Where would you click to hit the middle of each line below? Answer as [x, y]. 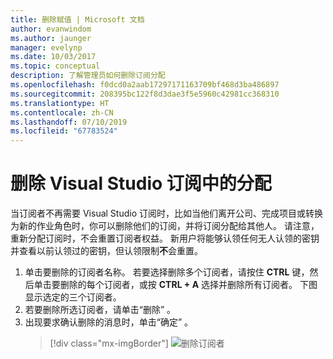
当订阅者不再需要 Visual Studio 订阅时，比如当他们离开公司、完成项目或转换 [166, 213]
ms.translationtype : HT [60, 103]
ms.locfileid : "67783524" [64, 131]
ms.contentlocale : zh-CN [62, 112]
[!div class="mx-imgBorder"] [109, 343]
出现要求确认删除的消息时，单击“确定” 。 [109, 322]
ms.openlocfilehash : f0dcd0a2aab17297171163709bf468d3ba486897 [145, 85]
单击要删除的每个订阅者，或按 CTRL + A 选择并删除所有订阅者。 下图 [175, 285]
